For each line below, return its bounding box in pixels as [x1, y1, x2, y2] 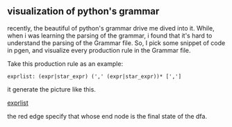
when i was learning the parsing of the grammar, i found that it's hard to [7, 31, 213, 40]
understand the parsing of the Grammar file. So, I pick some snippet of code [7, 38, 226, 47]
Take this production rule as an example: [7, 59, 124, 68]
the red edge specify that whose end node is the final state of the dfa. [7, 112, 207, 120]
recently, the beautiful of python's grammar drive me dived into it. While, [7, 24, 215, 32]
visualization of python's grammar [7, 6, 160, 17]
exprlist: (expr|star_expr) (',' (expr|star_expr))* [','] [7, 73, 182, 80]
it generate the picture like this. [7, 85, 96, 93]
